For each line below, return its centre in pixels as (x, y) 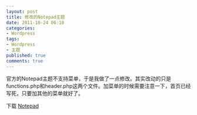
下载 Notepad (23, 106)
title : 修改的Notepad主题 (36, 17)
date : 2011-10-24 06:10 (35, 22)
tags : (13, 39)
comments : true (25, 61)
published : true (26, 55)
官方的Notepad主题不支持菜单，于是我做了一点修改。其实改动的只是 (89, 78)
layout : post (22, 11)
